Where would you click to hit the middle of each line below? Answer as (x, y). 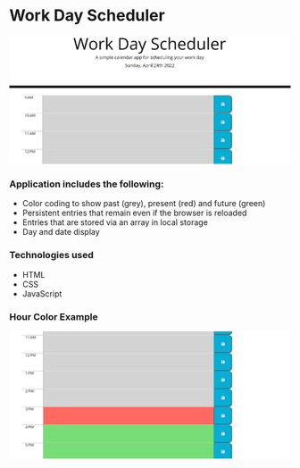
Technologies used (51, 255)
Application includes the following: (87, 184)
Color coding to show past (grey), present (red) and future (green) (144, 204)
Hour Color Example (54, 316)
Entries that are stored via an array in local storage (115, 222)
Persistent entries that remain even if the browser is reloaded (134, 213)
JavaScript (42, 293)
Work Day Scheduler (87, 16)
